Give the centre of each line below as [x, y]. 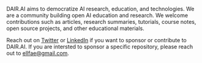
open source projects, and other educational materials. [76, 28]
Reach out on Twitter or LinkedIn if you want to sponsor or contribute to [96, 40]
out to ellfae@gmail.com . [38, 53]
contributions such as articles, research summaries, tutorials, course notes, [101, 22]
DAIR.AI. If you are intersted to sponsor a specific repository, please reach [100, 46]
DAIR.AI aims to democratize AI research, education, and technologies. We [100, 9]
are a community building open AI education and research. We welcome [97, 15]
